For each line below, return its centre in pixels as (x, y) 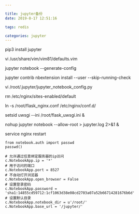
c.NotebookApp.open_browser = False (42, 180)
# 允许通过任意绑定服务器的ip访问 (35, 156)
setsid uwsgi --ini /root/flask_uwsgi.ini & (45, 115)
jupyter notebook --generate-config (41, 68)
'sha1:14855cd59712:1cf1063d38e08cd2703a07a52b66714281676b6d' (70, 193)
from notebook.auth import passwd (40, 143)
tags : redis (17, 27)
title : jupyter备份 (24, 14)
